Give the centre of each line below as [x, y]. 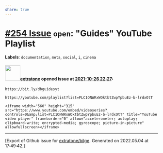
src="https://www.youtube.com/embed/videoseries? [56, 110]
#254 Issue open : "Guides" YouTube [79, 33]
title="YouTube [142, 114]
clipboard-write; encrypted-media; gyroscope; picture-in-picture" [75, 123]
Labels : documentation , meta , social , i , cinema [50, 57]
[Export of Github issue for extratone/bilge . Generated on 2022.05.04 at [77, 140]
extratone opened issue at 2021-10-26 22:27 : [67, 79]
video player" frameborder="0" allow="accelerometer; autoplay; [71, 119]
